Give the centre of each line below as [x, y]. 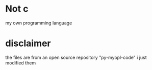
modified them [21, 63]
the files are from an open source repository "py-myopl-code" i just [76, 57]
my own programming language [39, 23]
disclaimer [28, 43]
